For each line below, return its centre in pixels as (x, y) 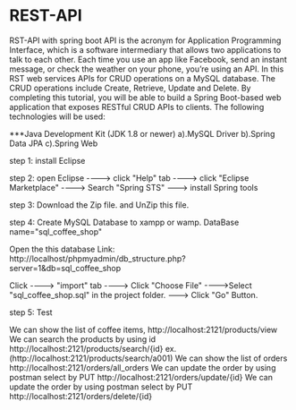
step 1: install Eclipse (47, 160)
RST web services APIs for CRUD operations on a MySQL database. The (142, 78)
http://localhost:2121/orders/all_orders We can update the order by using (143, 367)
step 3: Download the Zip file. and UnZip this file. (99, 205)
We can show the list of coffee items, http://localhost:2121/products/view (144, 329)
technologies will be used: (57, 116)
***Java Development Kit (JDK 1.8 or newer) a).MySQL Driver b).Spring (142, 133)
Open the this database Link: (62, 249)
